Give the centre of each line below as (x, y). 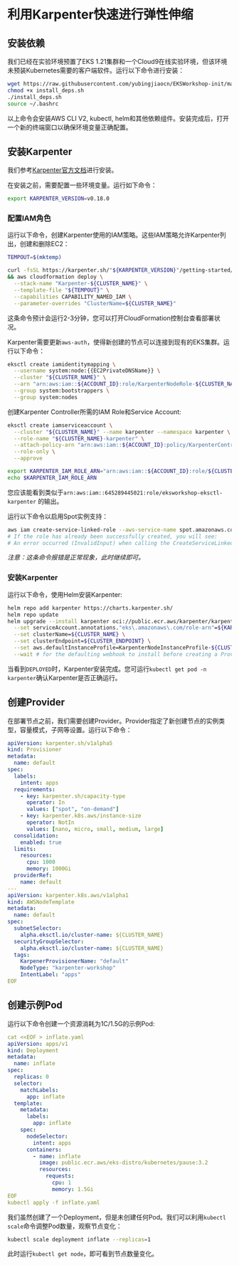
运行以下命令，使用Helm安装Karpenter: (65, 594)
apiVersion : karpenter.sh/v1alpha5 (60, 743)
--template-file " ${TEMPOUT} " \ (62, 290)
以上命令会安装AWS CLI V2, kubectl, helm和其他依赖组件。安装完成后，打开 (118, 118)
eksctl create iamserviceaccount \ (60, 425)
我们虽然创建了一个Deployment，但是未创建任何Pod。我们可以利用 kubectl (117, 1217)
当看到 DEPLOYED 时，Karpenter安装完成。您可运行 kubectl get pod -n (107, 669)
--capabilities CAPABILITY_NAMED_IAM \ (73, 297)
